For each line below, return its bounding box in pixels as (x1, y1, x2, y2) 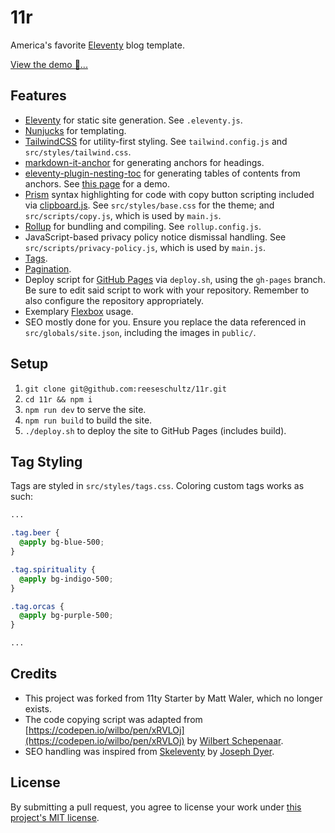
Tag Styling (10, 453, 83, 470)
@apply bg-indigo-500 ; (19, 574, 114, 584)
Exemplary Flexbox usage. (24, 305, 134, 317)
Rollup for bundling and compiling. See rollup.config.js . (24, 220, 262, 232)
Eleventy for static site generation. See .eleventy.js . (24, 114, 243, 126)
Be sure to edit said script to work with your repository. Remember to (24, 284, 310, 296)
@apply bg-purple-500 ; (19, 611, 114, 621)
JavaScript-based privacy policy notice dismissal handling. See (24, 231, 287, 243)
